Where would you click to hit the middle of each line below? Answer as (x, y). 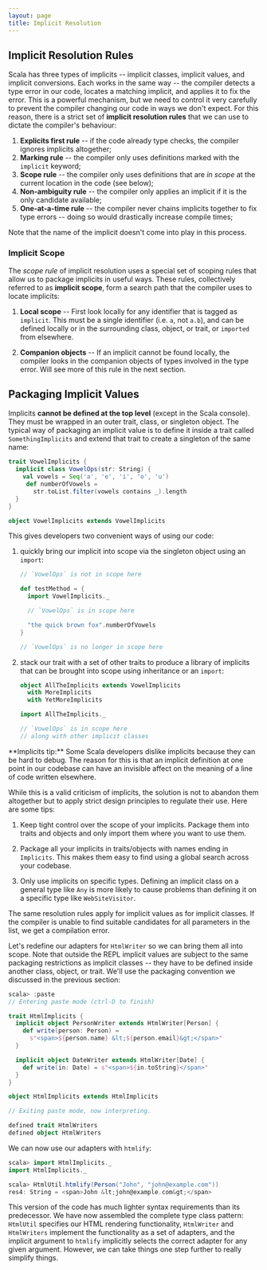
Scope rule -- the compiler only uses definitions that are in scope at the (137, 175)
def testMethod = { (52, 589)
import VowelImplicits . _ (69, 596)
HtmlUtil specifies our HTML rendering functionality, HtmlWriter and (121, 1224)
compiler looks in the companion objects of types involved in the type (134, 360)
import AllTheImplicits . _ (63, 714)
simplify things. (33, 1258)
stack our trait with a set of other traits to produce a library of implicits (135, 662)
